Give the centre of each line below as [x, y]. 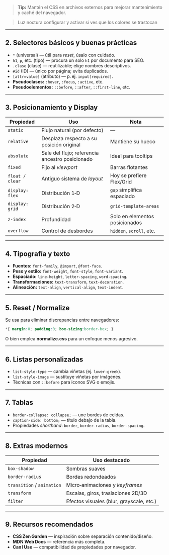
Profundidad [56, 219]
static [16, 130]
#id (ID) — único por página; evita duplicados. [60, 71]
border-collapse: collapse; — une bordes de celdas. [68, 415]
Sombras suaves [86, 469]
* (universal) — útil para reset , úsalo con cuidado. [64, 55]
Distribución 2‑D [61, 206]
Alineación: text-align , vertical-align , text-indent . [68, 287]
